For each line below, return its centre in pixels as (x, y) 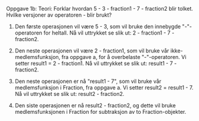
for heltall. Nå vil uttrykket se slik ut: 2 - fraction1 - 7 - (109, 33)
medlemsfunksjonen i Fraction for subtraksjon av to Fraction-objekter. (100, 112)
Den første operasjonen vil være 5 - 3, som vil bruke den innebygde (98, 27)
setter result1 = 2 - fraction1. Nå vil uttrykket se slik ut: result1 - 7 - (96, 63)
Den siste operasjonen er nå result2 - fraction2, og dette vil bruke (95, 106)
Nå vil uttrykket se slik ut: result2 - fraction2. (69, 94)
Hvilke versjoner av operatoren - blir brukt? (59, 15)
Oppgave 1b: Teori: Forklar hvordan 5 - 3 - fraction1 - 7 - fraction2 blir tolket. (100, 9)
